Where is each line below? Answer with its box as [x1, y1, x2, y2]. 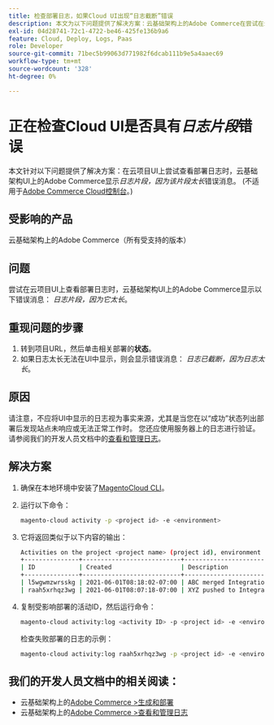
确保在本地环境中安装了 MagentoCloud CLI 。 [20, 483, 169, 493]
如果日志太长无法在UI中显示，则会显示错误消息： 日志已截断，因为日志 [20, 354, 258, 363]
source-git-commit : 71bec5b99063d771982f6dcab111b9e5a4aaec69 [8, 50, 224, 58]
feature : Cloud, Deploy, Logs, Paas [8, 34, 133, 43]
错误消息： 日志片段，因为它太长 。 [15, 294, 132, 305]
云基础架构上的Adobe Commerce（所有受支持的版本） [8, 235, 191, 245]
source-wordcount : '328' [8, 65, 93, 73]
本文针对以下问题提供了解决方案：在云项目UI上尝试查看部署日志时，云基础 [8, 166, 259, 176]
